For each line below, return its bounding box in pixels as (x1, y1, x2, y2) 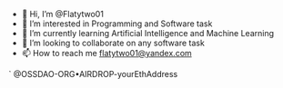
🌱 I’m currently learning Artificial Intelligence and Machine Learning (21, 28, 275, 38)
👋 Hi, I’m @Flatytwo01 (21, 9, 104, 19)
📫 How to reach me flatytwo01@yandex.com (21, 48, 192, 58)
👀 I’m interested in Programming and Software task (21, 18, 213, 29)
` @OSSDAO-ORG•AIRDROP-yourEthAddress (8, 69, 178, 79)
